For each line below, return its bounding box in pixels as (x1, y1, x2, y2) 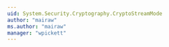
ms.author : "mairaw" (7, 23, 67, 30)
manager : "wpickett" (7, 29, 67, 37)
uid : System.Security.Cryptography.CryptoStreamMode (7, 10, 163, 17)
